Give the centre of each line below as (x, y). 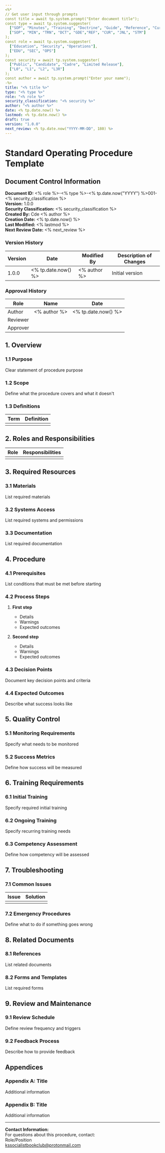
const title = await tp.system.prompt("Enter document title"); (72, 19)
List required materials (28, 497)
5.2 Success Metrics (30, 757)
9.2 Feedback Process (32, 1041)
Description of (135, 255)
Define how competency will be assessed (47, 855)
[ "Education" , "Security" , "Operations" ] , (54, 46)
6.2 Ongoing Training (31, 820)
